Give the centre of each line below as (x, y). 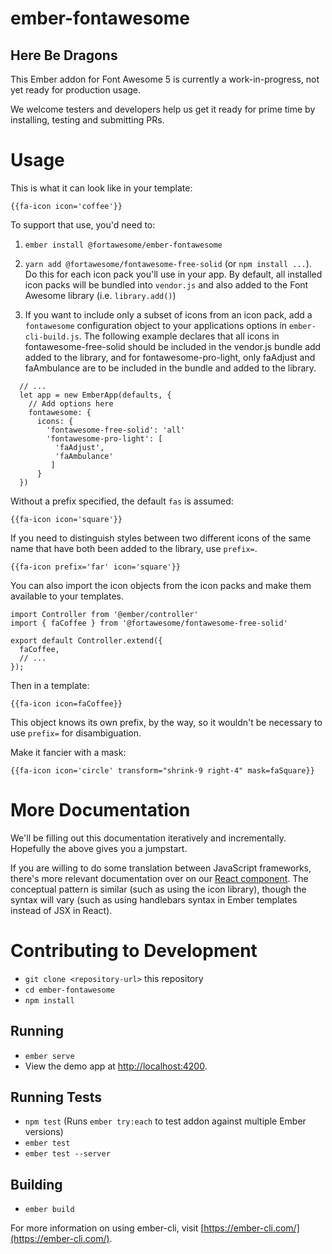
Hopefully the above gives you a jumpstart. (99, 848)
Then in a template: (50, 685)
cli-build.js (52, 337)
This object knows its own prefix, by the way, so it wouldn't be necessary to (166, 722)
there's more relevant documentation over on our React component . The (159, 878)
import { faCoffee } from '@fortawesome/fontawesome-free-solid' (149, 623)
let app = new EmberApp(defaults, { (95, 395)
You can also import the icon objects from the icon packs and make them (161, 585)
